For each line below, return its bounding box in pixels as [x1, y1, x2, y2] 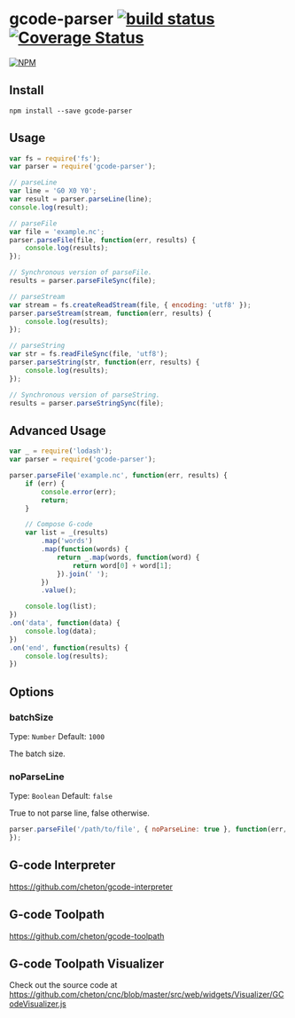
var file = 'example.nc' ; [9, 227, 105, 236]
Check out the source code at [9, 980, 118, 990]
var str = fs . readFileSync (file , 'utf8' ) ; [9, 350, 168, 359]
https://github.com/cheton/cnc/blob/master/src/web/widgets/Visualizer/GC [9, 990, 284, 1000]
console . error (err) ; [41, 487, 117, 496]
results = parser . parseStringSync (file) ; [9, 399, 165, 407]
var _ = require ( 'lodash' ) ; [9, 446, 113, 456]
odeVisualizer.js [9, 998, 66, 1009]
